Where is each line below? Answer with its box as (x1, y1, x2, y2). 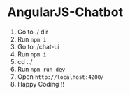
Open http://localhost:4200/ (17, 72, 104, 81)
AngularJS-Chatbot (7, 4, 124, 20)
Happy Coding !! (17, 80, 65, 88)
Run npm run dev (17, 65, 66, 73)
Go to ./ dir (17, 27, 49, 36)
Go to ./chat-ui (17, 42, 59, 51)
